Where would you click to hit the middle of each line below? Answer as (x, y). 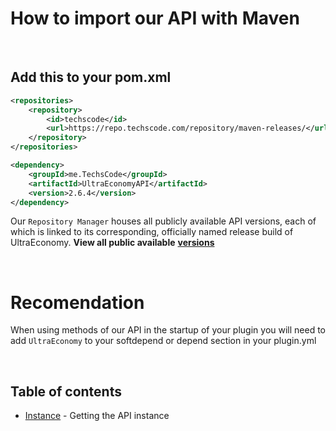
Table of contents (66, 391)
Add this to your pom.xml (91, 77)
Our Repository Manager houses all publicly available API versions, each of (163, 221)
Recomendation (77, 302)
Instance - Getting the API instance (97, 416)
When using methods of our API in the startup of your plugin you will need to (168, 330)
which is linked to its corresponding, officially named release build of (152, 232)
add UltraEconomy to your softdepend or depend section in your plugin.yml (163, 341)
